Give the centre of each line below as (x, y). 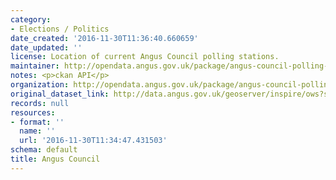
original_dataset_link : (60, 94)
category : (31, 19)
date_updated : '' (46, 47)
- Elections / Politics (60, 29)
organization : (40, 85)
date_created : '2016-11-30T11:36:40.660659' (104, 38)
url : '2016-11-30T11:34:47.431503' (93, 141)
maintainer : (35, 66)
